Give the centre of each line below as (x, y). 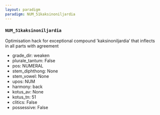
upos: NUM (24, 81)
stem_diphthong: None (35, 71)
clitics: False (25, 102)
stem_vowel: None (31, 76)
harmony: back (27, 87)
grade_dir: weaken (31, 55)
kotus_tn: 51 (24, 97)
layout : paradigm (23, 10)
